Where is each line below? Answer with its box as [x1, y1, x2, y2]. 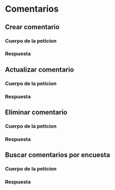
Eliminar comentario [5, 108, 67, 116]
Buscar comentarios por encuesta [5, 151, 110, 159]
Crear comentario [5, 23, 60, 31]
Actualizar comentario [5, 65, 74, 74]
